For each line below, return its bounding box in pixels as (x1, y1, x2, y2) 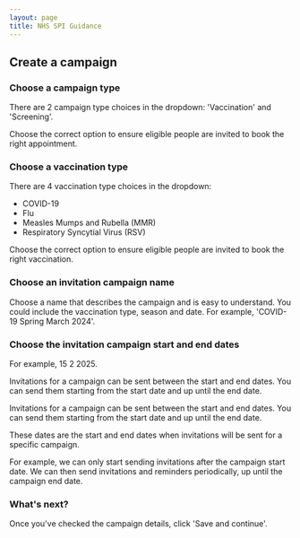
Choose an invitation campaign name (9, 276, 175, 289)
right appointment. (9, 138, 78, 149)
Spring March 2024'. (19, 316, 96, 326)
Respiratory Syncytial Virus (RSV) (21, 227, 146, 238)
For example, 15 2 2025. (9, 359, 99, 369)
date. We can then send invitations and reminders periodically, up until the (9, 466, 283, 477)
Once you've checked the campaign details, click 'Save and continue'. (9, 518, 268, 529)
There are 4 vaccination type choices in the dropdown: (9, 181, 212, 192)
